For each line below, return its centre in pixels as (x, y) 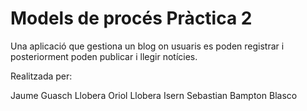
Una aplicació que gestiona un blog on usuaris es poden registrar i (147, 46)
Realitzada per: (41, 76)
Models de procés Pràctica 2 (131, 18)
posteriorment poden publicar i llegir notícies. (104, 56)
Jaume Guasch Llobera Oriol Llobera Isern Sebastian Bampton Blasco (154, 95)
